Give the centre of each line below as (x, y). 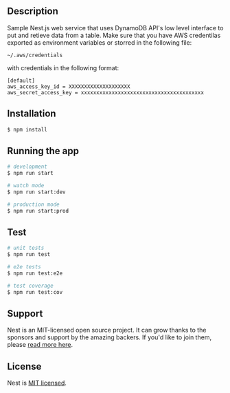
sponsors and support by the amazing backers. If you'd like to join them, (109, 337)
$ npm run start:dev (37, 192)
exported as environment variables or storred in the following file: (100, 42)
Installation (32, 114)
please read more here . (40, 345)
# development (27, 167)
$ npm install (27, 129)
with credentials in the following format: (63, 67)
